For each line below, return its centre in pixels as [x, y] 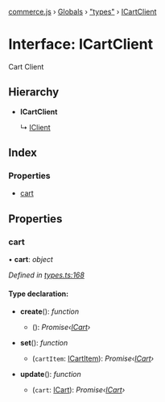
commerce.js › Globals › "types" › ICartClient [82, 12]
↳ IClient [35, 127]
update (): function [51, 374]
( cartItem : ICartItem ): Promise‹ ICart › [93, 358]
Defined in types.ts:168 [46, 275]
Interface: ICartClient [81, 44]
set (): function [44, 343]
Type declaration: [39, 294]
